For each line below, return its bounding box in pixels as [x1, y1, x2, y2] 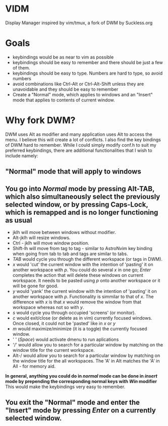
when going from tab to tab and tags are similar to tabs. [12, 251, 128, 257]
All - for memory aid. [12, 363, 56, 370]
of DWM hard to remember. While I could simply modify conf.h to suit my [5, 142, 156, 148]
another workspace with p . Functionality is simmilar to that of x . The [12, 293, 154, 300]
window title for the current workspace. [12, 347, 95, 353]
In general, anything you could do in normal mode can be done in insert [5, 373, 157, 379]
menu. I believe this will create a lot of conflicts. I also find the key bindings [5, 137, 161, 143]
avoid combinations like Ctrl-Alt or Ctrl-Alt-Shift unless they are [12, 81, 144, 87]
